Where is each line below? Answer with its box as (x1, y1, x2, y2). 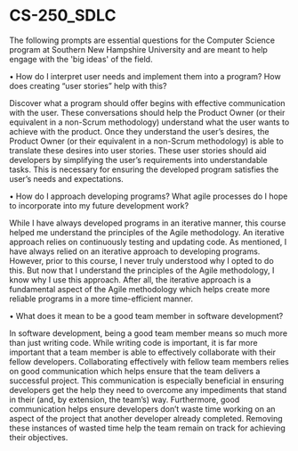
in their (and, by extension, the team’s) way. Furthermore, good (9, 394, 240, 405)
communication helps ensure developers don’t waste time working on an (9, 403, 276, 414)
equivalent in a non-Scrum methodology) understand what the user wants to (9, 117, 290, 127)
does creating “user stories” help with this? (9, 80, 167, 91)
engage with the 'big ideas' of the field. (9, 53, 153, 64)
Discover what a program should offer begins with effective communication (9, 97, 286, 108)
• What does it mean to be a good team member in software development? (9, 310, 284, 321)
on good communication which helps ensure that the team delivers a (9, 365, 261, 376)
